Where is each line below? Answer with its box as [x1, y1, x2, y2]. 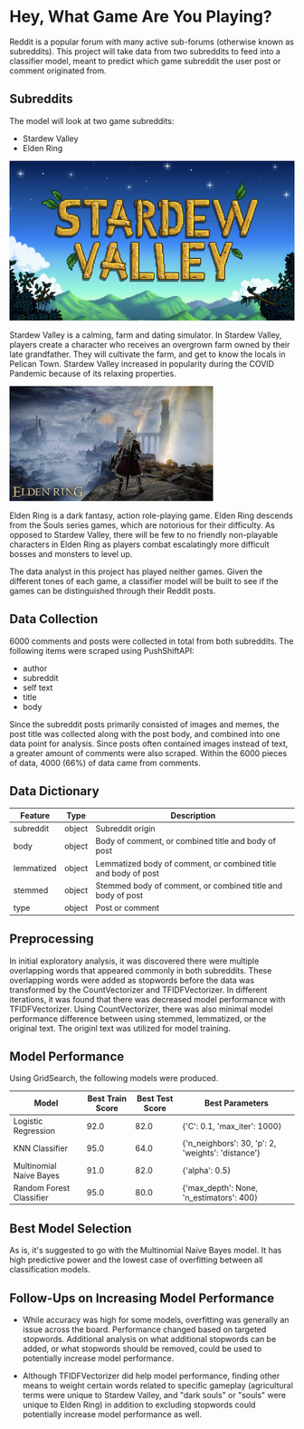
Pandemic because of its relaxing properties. [9, 368, 176, 379]
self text [22, 682, 53, 693]
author [22, 663, 48, 674]
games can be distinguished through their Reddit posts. [9, 585, 216, 596]
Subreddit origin [95, 823, 156, 834]
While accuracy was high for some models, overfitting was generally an [22, 1314, 290, 1325]
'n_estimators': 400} [182, 1192, 258, 1203]
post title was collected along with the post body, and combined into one [9, 728, 280, 739]
